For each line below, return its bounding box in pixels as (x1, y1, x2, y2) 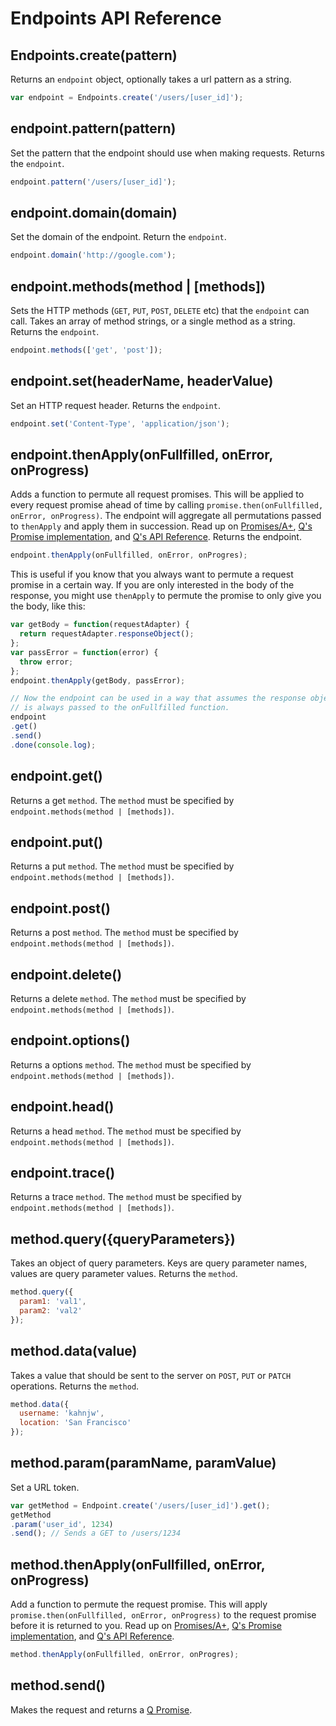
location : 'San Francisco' (19, 1418, 132, 1428)
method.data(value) (10, 1343, 138, 1360)
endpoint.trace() (10, 1164, 116, 1181)
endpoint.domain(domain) (10, 204, 178, 221)
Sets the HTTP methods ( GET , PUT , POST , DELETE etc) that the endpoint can (10, 305, 310, 317)
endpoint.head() (10, 1098, 115, 1116)
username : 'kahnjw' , (19, 1408, 105, 1419)
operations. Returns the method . (10, 1380, 140, 1392)
